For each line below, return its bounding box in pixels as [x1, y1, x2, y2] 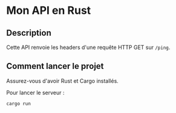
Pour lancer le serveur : [6, 89, 65, 96]
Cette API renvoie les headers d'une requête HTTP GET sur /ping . [6, 44, 171, 51]
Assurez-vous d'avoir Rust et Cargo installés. [6, 77, 119, 85]
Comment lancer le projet [6, 61, 104, 71]
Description [6, 28, 51, 38]
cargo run [6, 100, 31, 106]
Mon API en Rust [6, 4, 91, 18]
